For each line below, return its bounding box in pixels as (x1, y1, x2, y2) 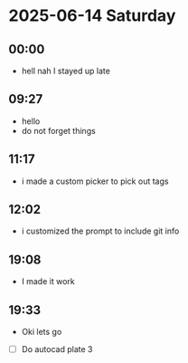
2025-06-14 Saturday (8, 5, 176, 26)
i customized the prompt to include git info (21, 225, 180, 236)
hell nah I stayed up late (21, 65, 110, 76)
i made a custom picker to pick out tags (21, 176, 169, 186)
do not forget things (21, 125, 96, 136)
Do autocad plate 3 (21, 344, 93, 355)
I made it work (21, 276, 75, 287)
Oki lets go (21, 327, 62, 338)
